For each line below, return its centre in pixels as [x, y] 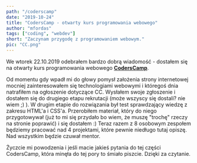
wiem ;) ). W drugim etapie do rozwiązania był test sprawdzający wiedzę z [97, 104]
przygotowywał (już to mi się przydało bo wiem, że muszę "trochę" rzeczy [97, 117]
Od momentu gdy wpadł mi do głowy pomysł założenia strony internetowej [97, 79]
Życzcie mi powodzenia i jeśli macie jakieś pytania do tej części [84, 147]
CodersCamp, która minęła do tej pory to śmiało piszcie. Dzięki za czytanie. [99, 154]
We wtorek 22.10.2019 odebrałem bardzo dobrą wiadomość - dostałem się [97, 61]
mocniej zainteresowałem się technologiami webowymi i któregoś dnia [92, 85]
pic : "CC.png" [24, 45]
